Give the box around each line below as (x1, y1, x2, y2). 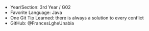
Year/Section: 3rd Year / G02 (10, 4, 71, 10)
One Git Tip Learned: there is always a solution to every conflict (10, 15, 144, 20)
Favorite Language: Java (10, 9, 62, 15)
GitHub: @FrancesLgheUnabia (10, 20, 74, 26)
